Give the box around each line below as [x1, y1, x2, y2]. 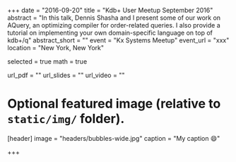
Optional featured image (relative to [7, 96, 221, 112]
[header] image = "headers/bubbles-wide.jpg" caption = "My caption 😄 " [7, 134, 220, 142]
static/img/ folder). [7, 111, 125, 127]
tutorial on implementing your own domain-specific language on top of [7, 28, 213, 37]
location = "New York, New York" [7, 44, 105, 52]
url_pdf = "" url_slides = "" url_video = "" [7, 71, 125, 79]
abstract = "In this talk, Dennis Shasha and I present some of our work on [7, 13, 221, 22]
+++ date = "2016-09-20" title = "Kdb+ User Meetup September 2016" [7, 6, 213, 14]
